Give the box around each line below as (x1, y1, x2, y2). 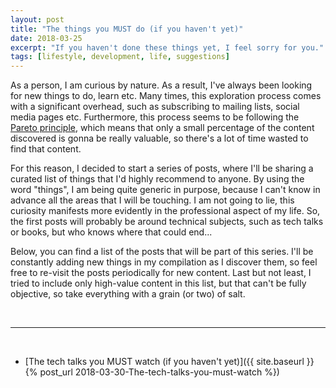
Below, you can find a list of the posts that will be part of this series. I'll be (10, 246, 314, 258)
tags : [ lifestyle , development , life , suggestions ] (10, 52, 230, 62)
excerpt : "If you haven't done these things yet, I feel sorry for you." (10, 42, 325, 53)
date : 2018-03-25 (10, 33, 83, 43)
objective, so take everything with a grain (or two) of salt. (10, 288, 246, 300)
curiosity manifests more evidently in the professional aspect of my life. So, (10, 205, 321, 217)
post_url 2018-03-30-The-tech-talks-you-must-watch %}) (39, 366, 280, 378)
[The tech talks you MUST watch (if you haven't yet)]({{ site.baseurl (24, 356, 305, 368)
